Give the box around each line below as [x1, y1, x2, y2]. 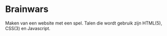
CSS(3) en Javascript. [5, 25, 51, 31]
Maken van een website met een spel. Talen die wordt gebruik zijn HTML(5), [5, 20, 162, 26]
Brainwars [5, 3, 48, 15]
